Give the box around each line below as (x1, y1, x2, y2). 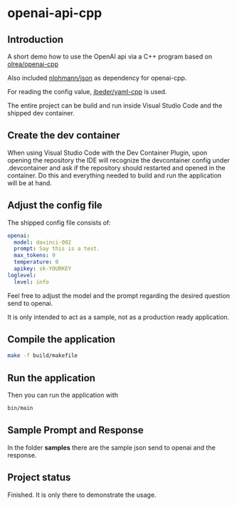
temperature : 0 (14, 259, 59, 266)
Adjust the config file (7, 200, 103, 212)
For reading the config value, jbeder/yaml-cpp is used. (7, 88, 167, 95)
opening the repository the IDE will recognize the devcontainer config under (7, 155, 230, 165)
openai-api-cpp (7, 5, 102, 21)
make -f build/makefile (7, 352, 78, 359)
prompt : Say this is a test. (14, 245, 100, 252)
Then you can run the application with (7, 391, 119, 400)
